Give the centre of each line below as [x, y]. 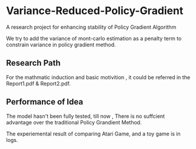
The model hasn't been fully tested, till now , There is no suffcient [85, 116]
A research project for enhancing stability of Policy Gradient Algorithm [91, 27]
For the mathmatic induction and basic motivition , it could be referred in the [98, 77]
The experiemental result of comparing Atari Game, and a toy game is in [93, 134]
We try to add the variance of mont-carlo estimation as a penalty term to [94, 38]
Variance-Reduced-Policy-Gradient [95, 11]
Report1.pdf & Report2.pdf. [39, 83]
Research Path [33, 63]
